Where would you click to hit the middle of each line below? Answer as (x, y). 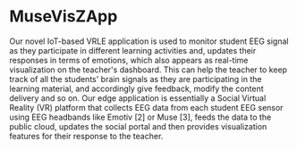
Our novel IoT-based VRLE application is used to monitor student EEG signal (149, 41)
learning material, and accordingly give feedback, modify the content (136, 88)
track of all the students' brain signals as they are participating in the (136, 79)
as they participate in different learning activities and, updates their (133, 50)
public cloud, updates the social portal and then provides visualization (138, 126)
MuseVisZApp (64, 17)
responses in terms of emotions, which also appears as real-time (129, 60)
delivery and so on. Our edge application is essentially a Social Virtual (138, 98)
